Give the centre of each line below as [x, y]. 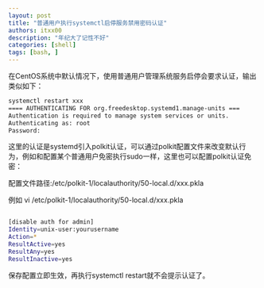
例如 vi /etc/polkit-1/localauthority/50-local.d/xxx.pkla [96, 200]
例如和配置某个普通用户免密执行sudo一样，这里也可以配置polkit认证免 [137, 156]
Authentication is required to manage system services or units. [118, 116]
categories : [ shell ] [43, 45]
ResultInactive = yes [41, 259]
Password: [25, 131]
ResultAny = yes [32, 252]
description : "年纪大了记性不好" [59, 38]
